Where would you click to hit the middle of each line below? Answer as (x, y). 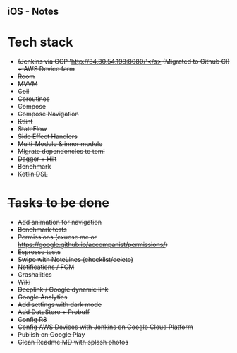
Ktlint (25, 121)
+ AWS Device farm (46, 69)
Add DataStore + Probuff (54, 312)
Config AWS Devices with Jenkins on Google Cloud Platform (105, 327)
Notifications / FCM (46, 267)
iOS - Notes (33, 12)
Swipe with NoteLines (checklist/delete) (75, 260)
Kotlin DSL (32, 174)
